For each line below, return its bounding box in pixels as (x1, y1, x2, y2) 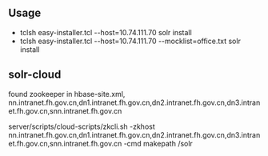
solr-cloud (8, 68, 62, 82)
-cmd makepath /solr (123, 138, 194, 148)
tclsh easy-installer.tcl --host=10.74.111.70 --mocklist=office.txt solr (19, 36, 242, 46)
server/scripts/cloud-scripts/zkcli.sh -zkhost (8, 122, 156, 131)
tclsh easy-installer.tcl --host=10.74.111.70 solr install (19, 27, 192, 37)
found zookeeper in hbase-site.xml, (8, 89, 126, 98)
